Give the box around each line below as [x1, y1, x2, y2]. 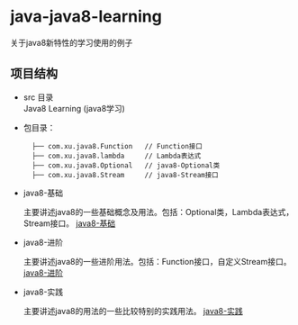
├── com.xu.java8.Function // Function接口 [32, 141, 203, 150]
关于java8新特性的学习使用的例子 [10, 37, 133, 48]
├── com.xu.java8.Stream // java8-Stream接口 [32, 170, 219, 179]
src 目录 [23, 92, 54, 103]
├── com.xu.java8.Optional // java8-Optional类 [32, 160, 221, 170]
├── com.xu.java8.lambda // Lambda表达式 [32, 151, 202, 160]
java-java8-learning [10, 6, 163, 27]
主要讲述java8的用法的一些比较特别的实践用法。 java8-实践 [23, 305, 243, 316]
